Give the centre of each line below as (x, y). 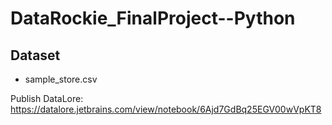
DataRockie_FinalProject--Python (153, 18)
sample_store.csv (61, 79)
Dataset (35, 55)
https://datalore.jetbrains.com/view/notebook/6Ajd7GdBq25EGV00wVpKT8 (166, 109)
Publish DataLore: (47, 98)
